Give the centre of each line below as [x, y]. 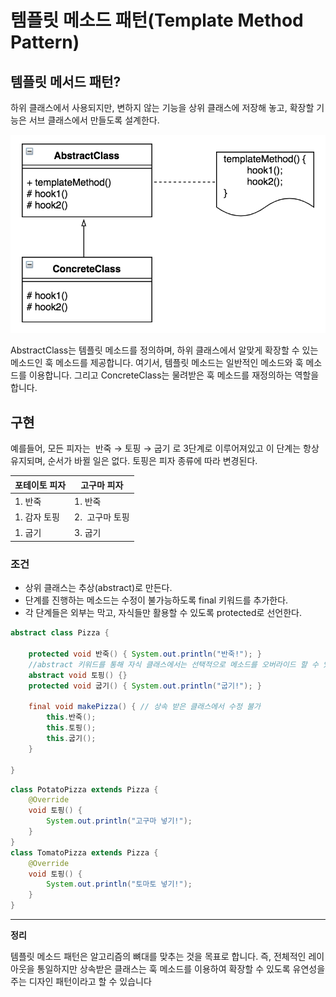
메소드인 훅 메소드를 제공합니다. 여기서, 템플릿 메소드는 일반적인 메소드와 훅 [157, 363]
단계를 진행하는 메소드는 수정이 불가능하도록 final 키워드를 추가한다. [156, 600]
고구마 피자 [102, 485]
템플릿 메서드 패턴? [66, 81]
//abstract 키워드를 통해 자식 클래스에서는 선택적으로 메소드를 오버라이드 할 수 [173, 664]
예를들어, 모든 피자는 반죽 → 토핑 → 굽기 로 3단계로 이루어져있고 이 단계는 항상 [165, 448]
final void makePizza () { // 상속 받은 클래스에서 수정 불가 [145, 707]
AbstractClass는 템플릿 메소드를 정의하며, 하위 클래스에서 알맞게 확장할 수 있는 [164, 350]
